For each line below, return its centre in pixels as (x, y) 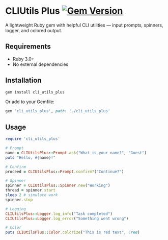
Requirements (28, 47)
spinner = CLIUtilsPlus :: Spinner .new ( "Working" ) (58, 186)
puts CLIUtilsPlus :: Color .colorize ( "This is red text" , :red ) (73, 232)
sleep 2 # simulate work (32, 195)
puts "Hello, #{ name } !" (31, 158)
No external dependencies (40, 64)
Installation (23, 80)
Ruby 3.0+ (23, 59)
